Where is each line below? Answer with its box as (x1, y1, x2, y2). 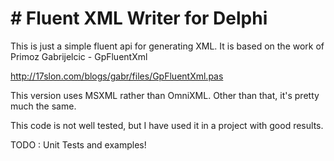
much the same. (10, 100, 77, 112)
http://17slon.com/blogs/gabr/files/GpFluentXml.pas (10, 70, 224, 82)
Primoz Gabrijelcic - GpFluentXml (10, 50, 148, 62)
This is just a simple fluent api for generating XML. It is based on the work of (10, 40, 325, 52)
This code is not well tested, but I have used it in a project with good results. (10, 119, 324, 131)
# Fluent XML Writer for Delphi (10, 7, 268, 30)
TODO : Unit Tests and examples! (10, 138, 147, 151)
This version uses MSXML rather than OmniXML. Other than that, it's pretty (10, 89, 320, 101)
